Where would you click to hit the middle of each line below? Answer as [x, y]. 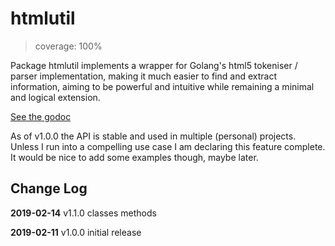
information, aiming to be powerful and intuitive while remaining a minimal [162, 86]
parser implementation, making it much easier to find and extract [143, 76]
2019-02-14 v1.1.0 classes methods [83, 213]
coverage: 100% [68, 46]
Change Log [49, 188]
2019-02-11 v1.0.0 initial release [76, 232]
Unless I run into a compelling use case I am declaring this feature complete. [168, 146]
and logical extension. [55, 97]
